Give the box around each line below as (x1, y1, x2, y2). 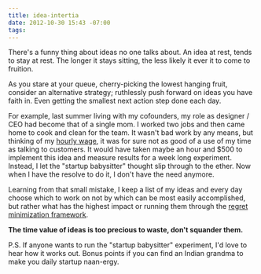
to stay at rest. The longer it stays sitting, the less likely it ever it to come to (8, 56, 251, 65)
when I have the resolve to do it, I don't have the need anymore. (8, 170, 215, 179)
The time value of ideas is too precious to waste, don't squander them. (8, 225, 244, 235)
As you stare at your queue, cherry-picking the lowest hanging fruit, (8, 79, 228, 89)
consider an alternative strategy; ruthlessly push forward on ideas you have (8, 88, 253, 97)
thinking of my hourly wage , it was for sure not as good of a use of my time (8, 137, 252, 146)
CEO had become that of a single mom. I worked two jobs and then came (8, 119, 245, 130)
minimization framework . (8, 210, 89, 220)
